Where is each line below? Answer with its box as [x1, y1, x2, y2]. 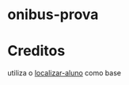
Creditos [7, 42, 66, 60]
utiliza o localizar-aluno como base [7, 68, 122, 78]
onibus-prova [7, 6, 99, 24]
